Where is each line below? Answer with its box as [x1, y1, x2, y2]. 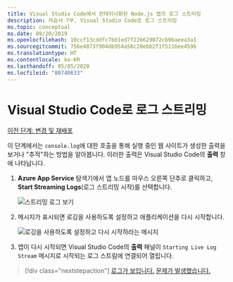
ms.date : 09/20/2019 [7, 30, 68, 37]
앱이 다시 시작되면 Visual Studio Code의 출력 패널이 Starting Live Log [17, 243, 217, 251]
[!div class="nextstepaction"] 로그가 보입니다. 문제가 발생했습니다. [24, 266, 211, 275]
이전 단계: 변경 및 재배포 [7, 126, 73, 135]
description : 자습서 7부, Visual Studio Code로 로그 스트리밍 [7, 17, 177, 24]
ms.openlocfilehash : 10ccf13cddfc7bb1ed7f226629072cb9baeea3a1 [7, 37, 197, 44]
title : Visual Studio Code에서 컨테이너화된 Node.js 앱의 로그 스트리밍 [7, 10, 201, 18]
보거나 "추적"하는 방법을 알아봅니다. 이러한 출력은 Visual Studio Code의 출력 [7, 150, 219, 159]
